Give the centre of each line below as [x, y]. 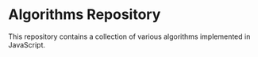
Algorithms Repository [85, 15]
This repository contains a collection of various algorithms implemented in [129, 36]
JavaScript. [27, 44]
